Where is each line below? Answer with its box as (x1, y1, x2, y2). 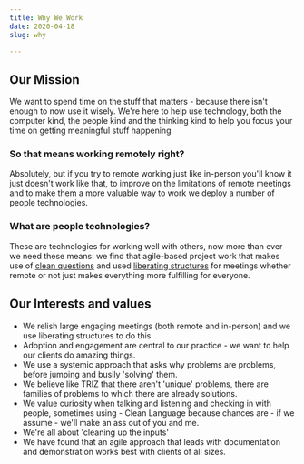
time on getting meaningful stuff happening (9, 125, 172, 136)
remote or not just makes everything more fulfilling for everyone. (9, 269, 251, 280)
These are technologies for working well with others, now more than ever (9, 240, 283, 251)
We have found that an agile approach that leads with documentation (22, 436, 281, 447)
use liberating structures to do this (22, 329, 152, 341)
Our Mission (9, 72, 80, 87)
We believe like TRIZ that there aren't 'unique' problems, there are (22, 378, 270, 389)
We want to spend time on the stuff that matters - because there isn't (9, 96, 268, 107)
